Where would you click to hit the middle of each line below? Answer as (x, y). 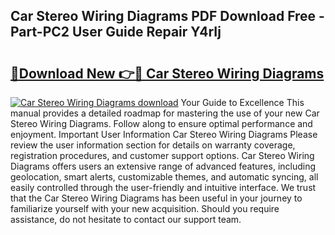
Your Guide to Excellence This (242, 102)
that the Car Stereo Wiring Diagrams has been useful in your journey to (156, 198)
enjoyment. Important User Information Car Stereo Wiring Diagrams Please (164, 134)
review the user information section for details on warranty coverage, (153, 145)
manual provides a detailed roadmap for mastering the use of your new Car (165, 113)
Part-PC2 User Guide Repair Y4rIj (116, 32)
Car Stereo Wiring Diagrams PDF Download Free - (167, 16)
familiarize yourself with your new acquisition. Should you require (145, 208)
